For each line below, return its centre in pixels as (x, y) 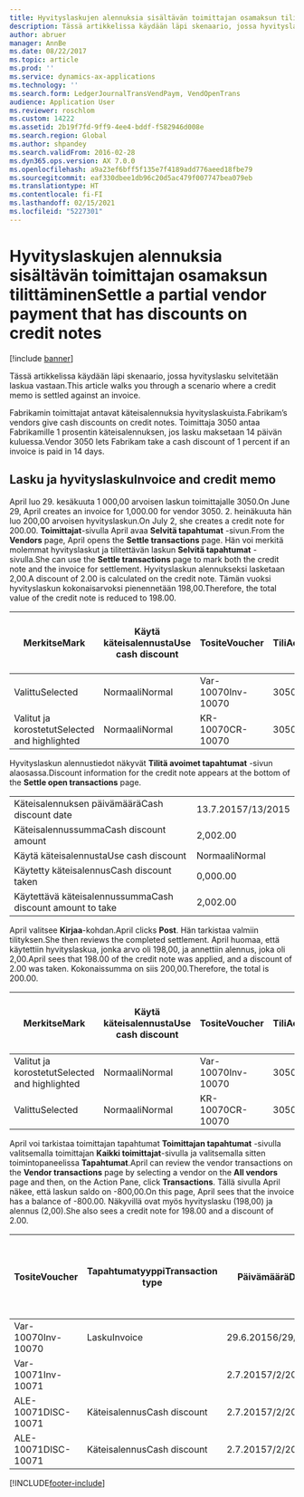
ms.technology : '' (44, 85)
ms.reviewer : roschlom (52, 110)
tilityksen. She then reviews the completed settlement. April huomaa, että (145, 939)
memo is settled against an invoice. (75, 395)
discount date (43, 814)
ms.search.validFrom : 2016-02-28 (72, 152)
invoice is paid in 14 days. (57, 451)
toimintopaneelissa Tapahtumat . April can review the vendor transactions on (151, 1162)
